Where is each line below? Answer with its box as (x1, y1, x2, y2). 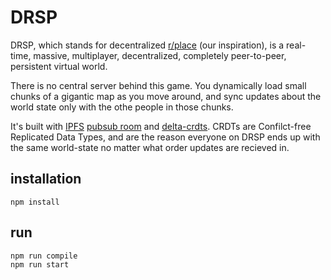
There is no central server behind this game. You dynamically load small (10, 79, 307, 91)
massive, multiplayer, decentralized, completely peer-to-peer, (33, 49, 287, 61)
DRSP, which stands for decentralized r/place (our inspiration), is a (10, 39, 285, 51)
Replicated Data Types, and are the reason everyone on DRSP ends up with (10, 131, 321, 143)
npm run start (10, 260, 70, 270)
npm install (10, 197, 60, 207)
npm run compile (10, 251, 78, 261)
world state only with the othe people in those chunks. (10, 101, 234, 113)
